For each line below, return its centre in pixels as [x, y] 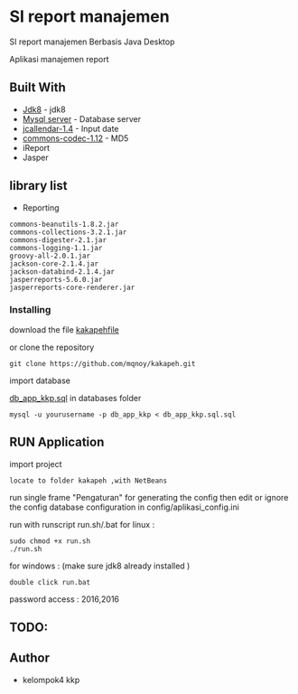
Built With [37, 88]
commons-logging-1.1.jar [56, 248]
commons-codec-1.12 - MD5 [75, 138]
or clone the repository [52, 347]
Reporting [41, 207]
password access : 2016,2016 [65, 599]
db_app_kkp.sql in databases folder [75, 398]
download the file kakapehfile [64, 329]
